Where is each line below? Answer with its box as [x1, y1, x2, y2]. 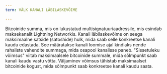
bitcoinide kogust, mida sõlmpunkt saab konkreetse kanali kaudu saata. [5, 63, 153, 69]
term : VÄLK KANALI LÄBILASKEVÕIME [5, 7, 78, 13]
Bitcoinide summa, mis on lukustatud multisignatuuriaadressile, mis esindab [5, 26, 162, 32]
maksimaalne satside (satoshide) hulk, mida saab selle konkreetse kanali [5, 36, 155, 42]
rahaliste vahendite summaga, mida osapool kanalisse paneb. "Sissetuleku [5, 47, 160, 53]
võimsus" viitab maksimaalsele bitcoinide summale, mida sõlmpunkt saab [5, 52, 157, 58]
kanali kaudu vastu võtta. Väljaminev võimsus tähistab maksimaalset [5, 57, 147, 63]
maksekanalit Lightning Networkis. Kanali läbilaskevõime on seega [5, 31, 143, 37]
